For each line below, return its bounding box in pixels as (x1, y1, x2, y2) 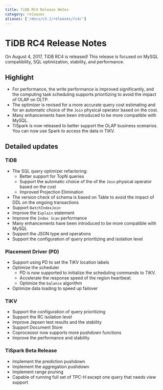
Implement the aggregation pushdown (12, 363, 90, 369)
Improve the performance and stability (12, 335, 90, 341)
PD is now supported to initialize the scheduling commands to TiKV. (19, 270, 156, 276)
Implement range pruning (12, 369, 64, 375)
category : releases (5, 12, 45, 17)
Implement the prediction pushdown (12, 358, 86, 364)
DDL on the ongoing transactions (12, 199, 79, 205)
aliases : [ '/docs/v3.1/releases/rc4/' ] (5, 16, 87, 21)
